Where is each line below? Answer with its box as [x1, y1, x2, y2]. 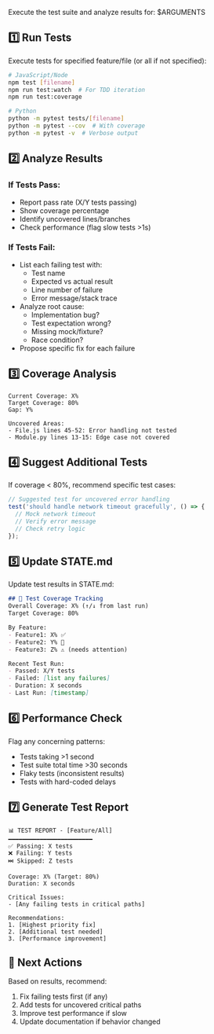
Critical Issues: [8, 893, 65, 901]
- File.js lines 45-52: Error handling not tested [8, 426, 177, 434]
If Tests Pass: [8, 179, 61, 190]
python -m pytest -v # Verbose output [8, 129, 139, 137]
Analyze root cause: [19, 301, 85, 311]
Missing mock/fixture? [31, 326, 103, 336]
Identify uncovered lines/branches [19, 214, 131, 223]
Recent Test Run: [8, 660, 65, 668]
